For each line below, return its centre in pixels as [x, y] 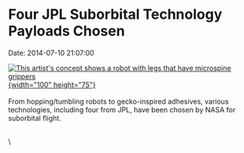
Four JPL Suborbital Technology [115, 15]
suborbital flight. [35, 118]
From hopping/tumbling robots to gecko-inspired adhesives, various [118, 101]
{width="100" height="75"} [52, 85]
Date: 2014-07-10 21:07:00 [51, 53]
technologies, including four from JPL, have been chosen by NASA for [122, 109]
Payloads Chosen [67, 31]
